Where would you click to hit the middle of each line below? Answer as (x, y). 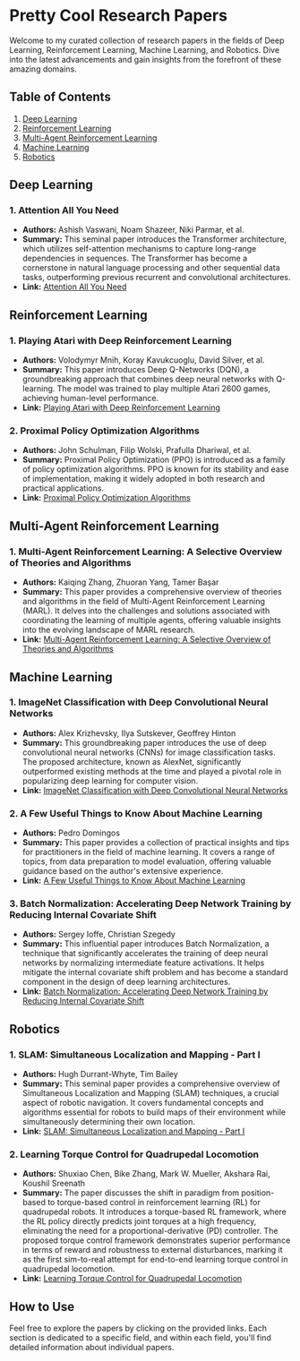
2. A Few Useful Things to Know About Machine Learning (136, 813)
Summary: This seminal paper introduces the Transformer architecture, (154, 239)
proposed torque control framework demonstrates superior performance (156, 1240)
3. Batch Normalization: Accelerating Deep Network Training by (150, 903)
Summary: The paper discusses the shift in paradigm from (131, 1193)
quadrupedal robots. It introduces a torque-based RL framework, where (154, 1212)
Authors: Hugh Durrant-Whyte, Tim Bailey (100, 1074)
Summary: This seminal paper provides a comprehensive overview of (151, 1083)
